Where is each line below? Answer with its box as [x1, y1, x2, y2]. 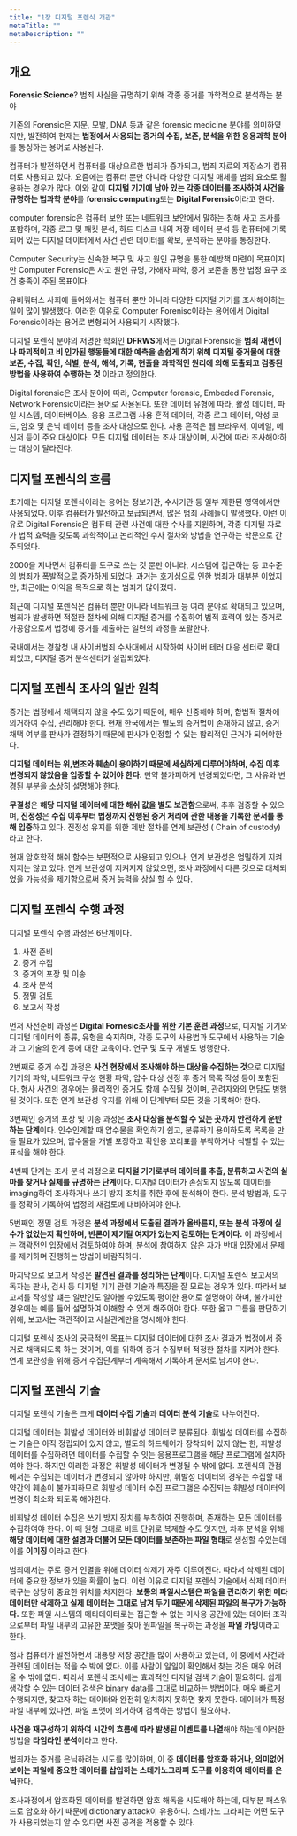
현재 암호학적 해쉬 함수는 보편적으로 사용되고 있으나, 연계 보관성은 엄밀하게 [9, 852, 267, 862]
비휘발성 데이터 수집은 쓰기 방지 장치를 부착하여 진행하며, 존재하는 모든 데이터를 [9, 1513, 283, 1523]
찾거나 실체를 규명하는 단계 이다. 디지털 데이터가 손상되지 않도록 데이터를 [25, 1176, 272, 1187]
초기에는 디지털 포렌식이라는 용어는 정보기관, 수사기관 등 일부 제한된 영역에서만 [9, 497, 281, 507]
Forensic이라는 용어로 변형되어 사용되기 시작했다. [9, 316, 179, 328]
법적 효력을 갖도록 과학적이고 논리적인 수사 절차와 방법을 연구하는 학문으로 [18, 530, 274, 541]
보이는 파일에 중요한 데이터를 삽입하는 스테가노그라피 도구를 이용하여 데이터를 [9, 1765, 274, 1776]
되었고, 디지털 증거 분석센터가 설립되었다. [9, 653, 151, 663]
